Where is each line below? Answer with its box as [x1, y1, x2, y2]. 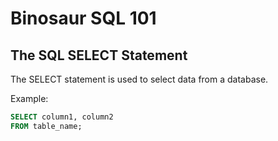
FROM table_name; [10, 121, 83, 131]
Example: [10, 93, 49, 104]
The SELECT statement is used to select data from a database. [10, 73, 269, 85]
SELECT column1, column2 [10, 112, 114, 122]
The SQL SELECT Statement [10, 47, 188, 64]
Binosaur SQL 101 [10, 7, 157, 30]
